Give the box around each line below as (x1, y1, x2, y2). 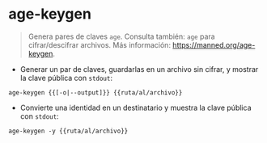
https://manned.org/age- (172, 40, 256, 49)
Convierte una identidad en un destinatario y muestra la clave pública (19, 103, 252, 112)
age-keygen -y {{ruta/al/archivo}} (8, 127, 129, 135)
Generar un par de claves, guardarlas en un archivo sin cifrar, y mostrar (19, 64, 259, 74)
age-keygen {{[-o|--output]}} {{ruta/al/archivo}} (8, 88, 183, 97)
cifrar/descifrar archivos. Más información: (28, 40, 172, 49)
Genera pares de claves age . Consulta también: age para (28, 32, 216, 41)
